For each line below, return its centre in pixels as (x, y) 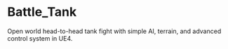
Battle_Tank (42, 12)
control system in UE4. (40, 38)
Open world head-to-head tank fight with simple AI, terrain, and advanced (114, 31)
